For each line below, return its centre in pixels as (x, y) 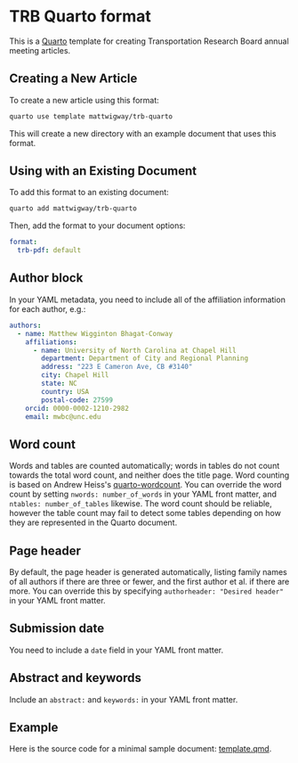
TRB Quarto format (80, 16)
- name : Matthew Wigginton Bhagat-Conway (95, 333)
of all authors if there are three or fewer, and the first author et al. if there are (149, 582)
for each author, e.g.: (48, 308)
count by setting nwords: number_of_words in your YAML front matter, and (143, 494)
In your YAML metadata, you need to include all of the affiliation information (148, 299)
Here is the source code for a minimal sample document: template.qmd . (141, 749)
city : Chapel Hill (75, 375)
